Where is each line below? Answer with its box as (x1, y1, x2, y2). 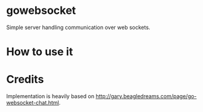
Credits (6, 73, 44, 87)
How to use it (6, 45, 74, 59)
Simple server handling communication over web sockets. (6, 24, 150, 31)
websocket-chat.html (6, 99, 59, 107)
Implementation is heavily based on (6, 93, 95, 100)
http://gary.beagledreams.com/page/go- (95, 93, 197, 100)
